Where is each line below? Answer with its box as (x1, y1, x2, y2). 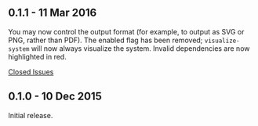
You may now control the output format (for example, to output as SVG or (8, 27, 245, 36)
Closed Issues (8, 67, 54, 77)
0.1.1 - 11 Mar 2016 (8, 6, 97, 20)
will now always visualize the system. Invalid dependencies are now (31, 43, 250, 53)
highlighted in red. (8, 52, 67, 61)
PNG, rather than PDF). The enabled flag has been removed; (8, 35, 203, 45)
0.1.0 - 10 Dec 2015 (8, 90, 102, 103)
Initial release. (8, 110, 53, 120)
